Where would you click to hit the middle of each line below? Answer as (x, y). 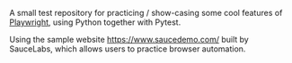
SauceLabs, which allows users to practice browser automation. (128, 49)
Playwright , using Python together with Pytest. (95, 22)
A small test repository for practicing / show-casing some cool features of (146, 13)
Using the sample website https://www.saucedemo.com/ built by (129, 39)
